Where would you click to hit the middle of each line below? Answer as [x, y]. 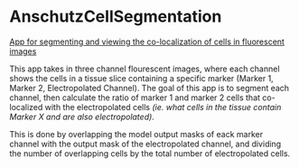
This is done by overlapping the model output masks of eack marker [136, 134]
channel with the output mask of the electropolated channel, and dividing [145, 144]
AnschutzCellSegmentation [116, 17]
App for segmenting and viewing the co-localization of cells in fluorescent [147, 42]
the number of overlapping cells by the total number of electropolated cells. [150, 153]
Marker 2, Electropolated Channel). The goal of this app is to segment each [149, 88]
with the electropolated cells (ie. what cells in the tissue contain [163, 107]
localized [26, 107]
